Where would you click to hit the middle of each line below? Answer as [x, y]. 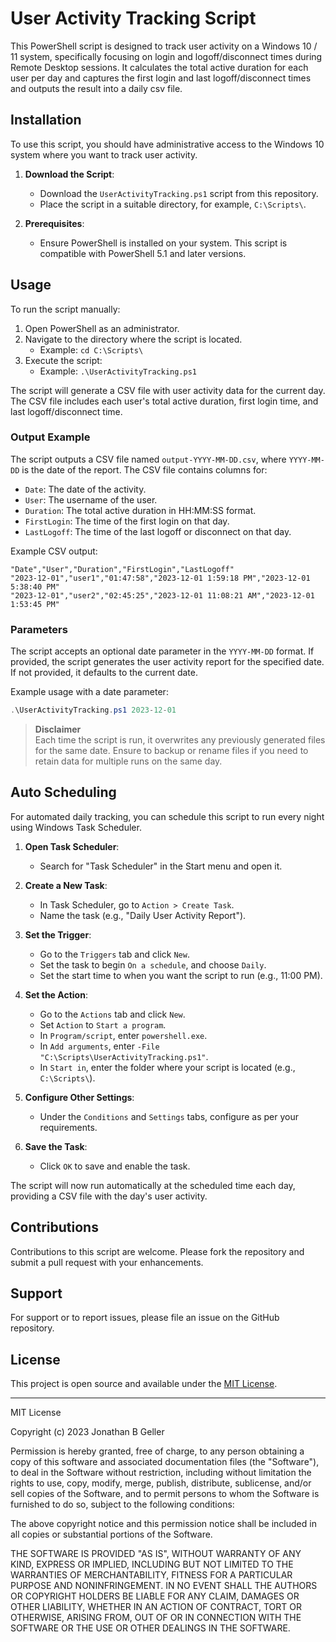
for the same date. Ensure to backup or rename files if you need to [171, 751]
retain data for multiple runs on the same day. [128, 761]
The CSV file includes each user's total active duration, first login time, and [164, 401]
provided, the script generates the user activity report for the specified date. [167, 662]
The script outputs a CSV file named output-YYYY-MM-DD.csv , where [148, 459]
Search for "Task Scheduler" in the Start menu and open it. [161, 866]
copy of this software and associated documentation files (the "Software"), [165, 1462]
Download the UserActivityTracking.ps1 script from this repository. [179, 193]
